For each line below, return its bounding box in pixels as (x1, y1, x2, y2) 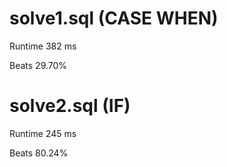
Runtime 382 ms (9, 40, 77, 52)
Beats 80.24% (9, 147, 69, 159)
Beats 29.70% (9, 59, 68, 71)
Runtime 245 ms (9, 127, 77, 139)
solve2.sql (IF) (9, 95, 131, 117)
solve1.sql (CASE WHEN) (9, 7, 219, 30)
